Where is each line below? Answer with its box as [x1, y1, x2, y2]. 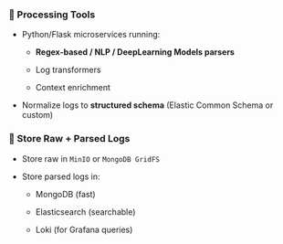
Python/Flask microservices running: [21, 29, 161, 40]
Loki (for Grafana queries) [35, 224, 133, 235]
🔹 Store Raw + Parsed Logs [8, 133, 131, 145]
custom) [21, 110, 54, 121]
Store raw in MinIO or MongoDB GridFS [21, 153, 161, 164]
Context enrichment [35, 82, 110, 93]
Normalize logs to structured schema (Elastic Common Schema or [21, 100, 274, 111]
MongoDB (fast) [35, 188, 97, 199]
